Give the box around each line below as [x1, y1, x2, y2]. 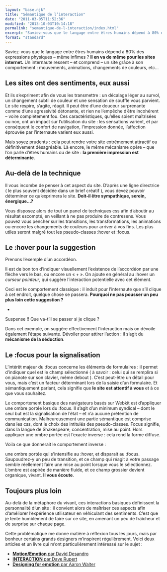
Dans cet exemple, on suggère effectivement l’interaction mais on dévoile [5, 326, 156, 332]
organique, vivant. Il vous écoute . [5, 472, 75, 478]
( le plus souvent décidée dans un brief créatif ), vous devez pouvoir [5, 188, 145, 193]
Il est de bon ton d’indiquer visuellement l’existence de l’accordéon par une [5, 266, 159, 272]
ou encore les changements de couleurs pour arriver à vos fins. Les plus [5, 223, 154, 229]
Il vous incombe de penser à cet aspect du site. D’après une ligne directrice [5, 182, 160, 188]
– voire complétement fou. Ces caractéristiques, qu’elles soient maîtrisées [5, 113, 157, 119]
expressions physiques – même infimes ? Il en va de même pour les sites [5, 54, 156, 60]
